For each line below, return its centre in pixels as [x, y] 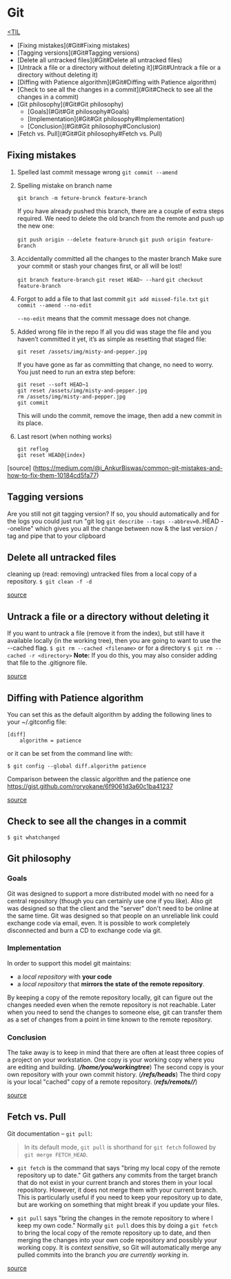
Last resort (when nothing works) [64, 436]
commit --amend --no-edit [54, 305]
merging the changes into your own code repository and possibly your [117, 1240]
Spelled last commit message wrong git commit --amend [97, 172]
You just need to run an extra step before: [76, 372]
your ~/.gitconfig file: [37, 722]
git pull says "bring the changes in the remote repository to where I [115, 1218]
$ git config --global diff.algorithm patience [77, 766]
